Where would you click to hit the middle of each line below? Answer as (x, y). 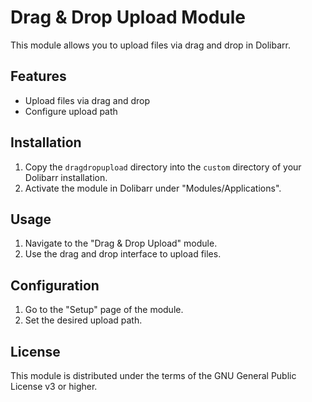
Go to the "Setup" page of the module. (104, 310)
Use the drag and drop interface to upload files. (123, 254)
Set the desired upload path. (83, 320)
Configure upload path (71, 111)
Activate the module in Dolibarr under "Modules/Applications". (153, 188)
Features (38, 76)
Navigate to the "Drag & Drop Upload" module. (121, 243)
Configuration (55, 285)
